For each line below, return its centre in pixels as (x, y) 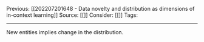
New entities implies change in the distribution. (65, 32)
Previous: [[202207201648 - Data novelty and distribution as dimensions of (100, 9)
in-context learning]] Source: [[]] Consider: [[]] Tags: (72, 15)
